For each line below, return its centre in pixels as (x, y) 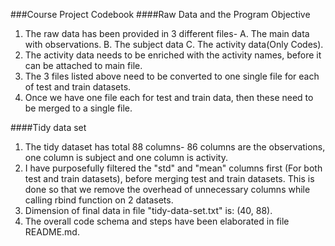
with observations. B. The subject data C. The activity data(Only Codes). (174, 44)
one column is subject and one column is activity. (126, 157)
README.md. (52, 232)
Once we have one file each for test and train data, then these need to (169, 97)
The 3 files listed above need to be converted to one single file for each (172, 76)
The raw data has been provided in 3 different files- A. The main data (167, 33)
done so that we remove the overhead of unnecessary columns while (167, 189)
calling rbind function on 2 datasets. (99, 200)
